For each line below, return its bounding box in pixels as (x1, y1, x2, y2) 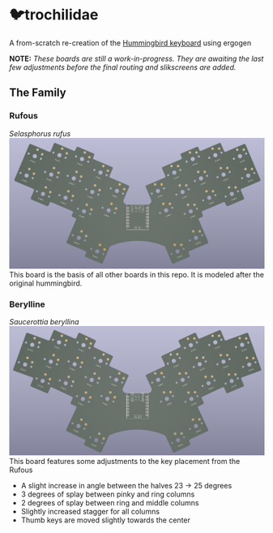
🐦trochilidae (9, 6, 99, 24)
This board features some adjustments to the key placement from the (9, 457, 241, 466)
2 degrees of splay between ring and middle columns (20, 498, 199, 508)
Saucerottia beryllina (9, 317, 79, 327)
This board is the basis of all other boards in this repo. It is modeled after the (9, 270, 264, 280)
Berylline (9, 299, 45, 310)
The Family (9, 86, 67, 100)
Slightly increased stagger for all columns (20, 507, 160, 517)
